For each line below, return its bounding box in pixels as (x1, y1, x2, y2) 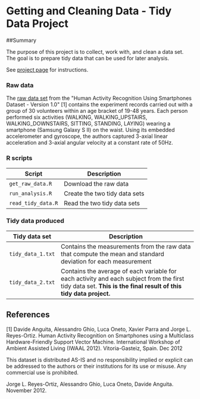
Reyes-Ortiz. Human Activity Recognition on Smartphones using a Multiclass (6, 332, 194, 339)
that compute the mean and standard (60, 250, 165, 258)
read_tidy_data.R (9, 199, 58, 207)
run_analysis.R (9, 190, 52, 197)
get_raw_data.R (9, 180, 52, 187)
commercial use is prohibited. (6, 369, 79, 376)
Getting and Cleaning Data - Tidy (6, 4, 172, 18)
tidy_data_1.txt (9, 250, 55, 257)
